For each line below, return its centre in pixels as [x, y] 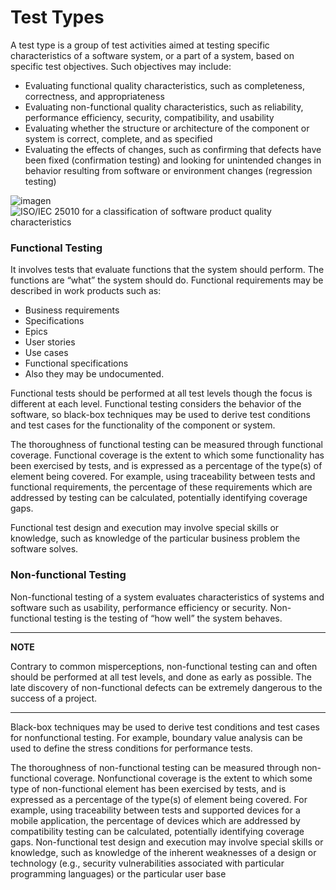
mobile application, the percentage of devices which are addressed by [155, 820]
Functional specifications [76, 363]
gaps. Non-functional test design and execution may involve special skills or [167, 842]
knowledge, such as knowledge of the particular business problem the [155, 538]
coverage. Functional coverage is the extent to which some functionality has [167, 455]
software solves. [44, 549]
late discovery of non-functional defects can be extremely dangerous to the [166, 687]
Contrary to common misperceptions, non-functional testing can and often [164, 666]
